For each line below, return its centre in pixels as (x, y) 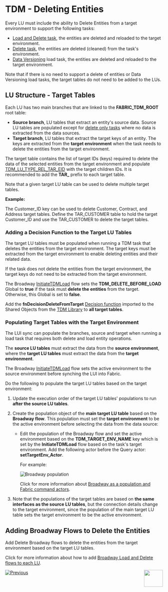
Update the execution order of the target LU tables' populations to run (84, 399)
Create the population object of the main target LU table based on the (84, 414)
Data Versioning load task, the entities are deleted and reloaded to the (84, 59)
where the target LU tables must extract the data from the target (72, 354)
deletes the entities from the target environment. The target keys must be (80, 249)
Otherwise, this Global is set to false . (43, 295)
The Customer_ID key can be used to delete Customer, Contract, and (76, 209)
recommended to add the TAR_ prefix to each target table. (65, 174)
